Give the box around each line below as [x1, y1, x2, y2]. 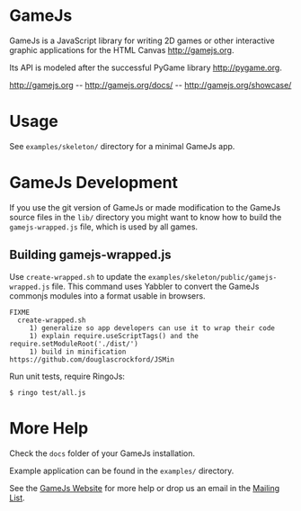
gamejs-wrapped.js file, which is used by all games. [9, 221, 199, 232]
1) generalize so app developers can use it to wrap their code [29, 323, 276, 333]
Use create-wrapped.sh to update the [9, 271, 146, 282]
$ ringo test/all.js [9, 388, 87, 397]
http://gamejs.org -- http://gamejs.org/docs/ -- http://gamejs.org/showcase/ [9, 79, 292, 90]
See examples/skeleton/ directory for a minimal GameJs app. [9, 140, 235, 151]
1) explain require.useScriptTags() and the [29, 331, 199, 340]
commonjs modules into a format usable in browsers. [9, 290, 206, 301]
